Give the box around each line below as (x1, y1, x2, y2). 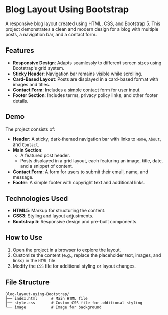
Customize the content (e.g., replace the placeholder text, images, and (12, 252, 161, 258)
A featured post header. (20, 152, 70, 158)
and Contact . (12, 141, 40, 148)
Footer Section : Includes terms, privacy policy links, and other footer (12, 92, 158, 98)
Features (5, 46, 34, 55)
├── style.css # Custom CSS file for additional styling (5, 300, 143, 305)
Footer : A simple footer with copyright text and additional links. (12, 179, 146, 185)
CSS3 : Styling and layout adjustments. (12, 213, 93, 219)
